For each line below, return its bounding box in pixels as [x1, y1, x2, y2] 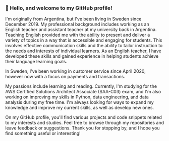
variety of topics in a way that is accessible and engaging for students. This [5, 37, 162, 43]
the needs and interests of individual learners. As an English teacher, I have [5, 48, 161, 54]
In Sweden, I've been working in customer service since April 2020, [5, 68, 146, 74]
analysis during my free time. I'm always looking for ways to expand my [5, 99, 154, 105]
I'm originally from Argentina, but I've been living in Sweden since [5, 16, 142, 22]
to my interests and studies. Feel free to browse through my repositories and [5, 120, 164, 126]
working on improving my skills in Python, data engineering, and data [5, 94, 149, 100]
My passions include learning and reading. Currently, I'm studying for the [5, 83, 157, 89]
